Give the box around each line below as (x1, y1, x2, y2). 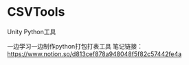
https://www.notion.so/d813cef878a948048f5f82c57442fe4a (7, 49, 182, 58)
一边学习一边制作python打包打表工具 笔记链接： (7, 42, 143, 50)
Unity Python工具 (7, 27, 56, 36)
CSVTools (7, 4, 65, 20)
